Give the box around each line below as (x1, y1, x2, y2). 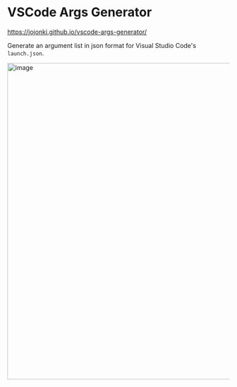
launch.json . (7, 49, 44, 57)
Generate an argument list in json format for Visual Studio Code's (7, 41, 196, 49)
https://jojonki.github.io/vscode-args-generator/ (7, 28, 147, 36)
